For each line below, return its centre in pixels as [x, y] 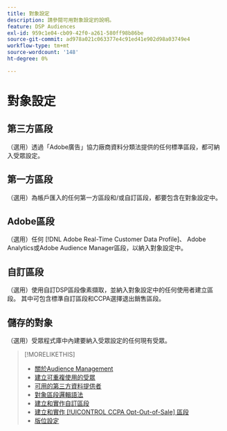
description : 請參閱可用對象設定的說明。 [61, 20]
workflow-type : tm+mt [38, 46]
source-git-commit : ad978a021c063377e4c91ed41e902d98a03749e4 [99, 39]
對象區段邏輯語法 [59, 395]
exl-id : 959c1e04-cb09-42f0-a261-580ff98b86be [75, 33]
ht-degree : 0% [28, 59]
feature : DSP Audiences [42, 26]
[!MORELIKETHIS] [49, 354]
